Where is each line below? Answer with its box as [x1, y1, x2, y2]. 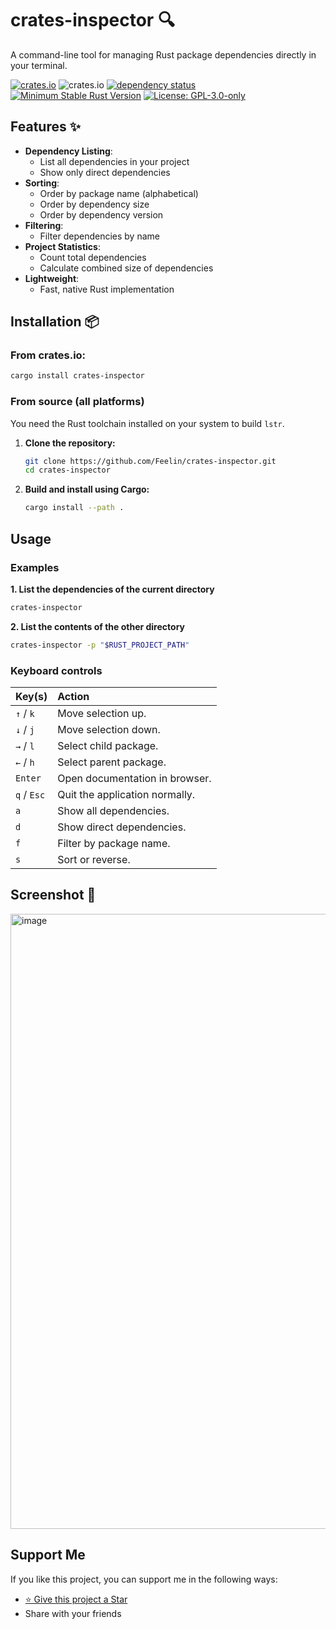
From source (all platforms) [10, 395, 145, 409]
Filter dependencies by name [39, 230, 160, 242]
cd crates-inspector [24, 465, 111, 476]
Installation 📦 [10, 313, 100, 331]
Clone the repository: [24, 437, 116, 449]
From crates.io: [10, 348, 87, 362]
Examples [10, 560, 60, 574]
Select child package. [57, 738, 159, 752]
